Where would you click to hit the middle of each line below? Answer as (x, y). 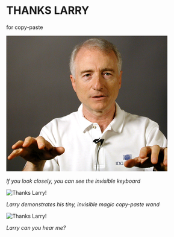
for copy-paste (25, 27)
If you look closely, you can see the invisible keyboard (73, 181)
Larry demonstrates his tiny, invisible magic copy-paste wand (83, 204)
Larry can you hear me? (36, 227)
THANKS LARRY (48, 11)
